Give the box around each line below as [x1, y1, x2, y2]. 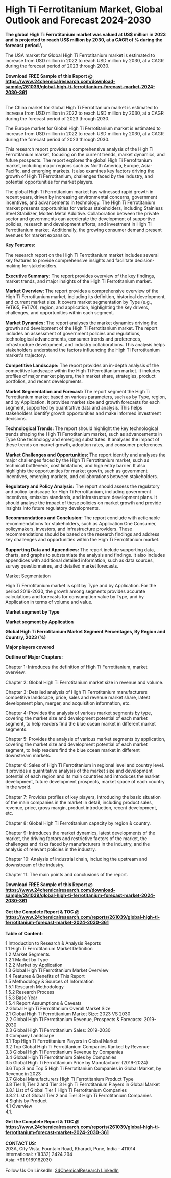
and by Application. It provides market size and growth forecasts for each [5, 399, 160, 405]
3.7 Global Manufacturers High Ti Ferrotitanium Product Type [5, 1076, 134, 1082]
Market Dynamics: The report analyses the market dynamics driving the [5, 320, 158, 326]
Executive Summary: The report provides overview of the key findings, [5, 273, 156, 279]
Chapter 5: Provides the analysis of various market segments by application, [5, 736, 166, 742]
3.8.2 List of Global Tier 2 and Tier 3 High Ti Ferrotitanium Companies [5, 1092, 152, 1098]
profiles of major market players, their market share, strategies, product [5, 373, 156, 379]
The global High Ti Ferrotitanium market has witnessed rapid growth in [5, 188, 154, 195]
